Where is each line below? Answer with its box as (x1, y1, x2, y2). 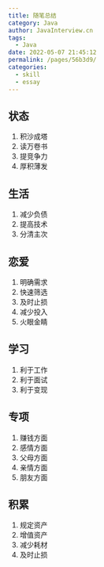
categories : (8, 63, 47, 71)
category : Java (8, 19, 58, 27)
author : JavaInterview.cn (8, 26, 93, 34)
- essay (15, 78, 41, 86)
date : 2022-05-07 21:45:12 (8, 48, 97, 56)
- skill (15, 71, 41, 79)
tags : (8, 33, 26, 42)
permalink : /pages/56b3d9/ (8, 56, 97, 64)
